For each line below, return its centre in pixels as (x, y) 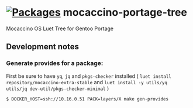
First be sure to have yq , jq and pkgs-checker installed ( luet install (89, 76)
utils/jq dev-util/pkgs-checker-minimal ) (58, 88)
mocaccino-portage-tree (125, 12)
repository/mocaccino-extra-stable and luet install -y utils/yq (87, 82)
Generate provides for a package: (55, 63)
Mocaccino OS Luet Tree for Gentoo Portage (60, 28)
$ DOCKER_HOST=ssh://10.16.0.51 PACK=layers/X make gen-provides (87, 99)
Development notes (42, 47)
